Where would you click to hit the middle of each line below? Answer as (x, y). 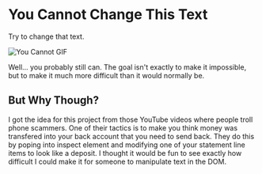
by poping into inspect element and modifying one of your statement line (127, 145)
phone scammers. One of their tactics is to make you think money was (123, 127)
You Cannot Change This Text (108, 15)
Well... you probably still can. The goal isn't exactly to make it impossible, (127, 67)
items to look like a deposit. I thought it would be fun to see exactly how (125, 153)
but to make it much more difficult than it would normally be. (106, 75)
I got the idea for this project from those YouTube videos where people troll (131, 119)
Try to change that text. (46, 36)
